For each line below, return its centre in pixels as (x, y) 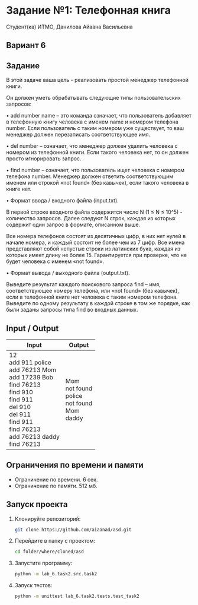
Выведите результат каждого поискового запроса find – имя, (83, 284)
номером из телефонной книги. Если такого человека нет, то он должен (98, 153)
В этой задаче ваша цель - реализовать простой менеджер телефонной (98, 80)
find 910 (21, 392)
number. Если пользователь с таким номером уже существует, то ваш (95, 128)
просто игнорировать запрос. (44, 159)
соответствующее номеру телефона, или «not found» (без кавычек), (92, 291)
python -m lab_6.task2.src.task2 (56, 574)
